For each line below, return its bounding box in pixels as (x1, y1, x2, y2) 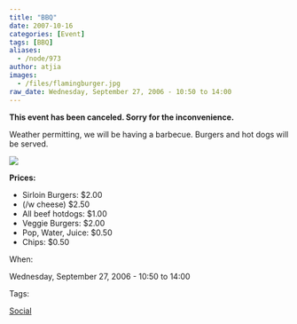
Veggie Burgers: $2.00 (21, 217, 106, 228)
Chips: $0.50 (21, 236, 70, 247)
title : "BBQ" (9, 12, 58, 22)
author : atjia (9, 63, 62, 72)
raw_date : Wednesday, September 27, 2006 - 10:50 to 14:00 (9, 87, 232, 96)
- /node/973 (17, 54, 62, 63)
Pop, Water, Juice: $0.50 (21, 227, 113, 238)
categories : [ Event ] (9, 29, 86, 38)
